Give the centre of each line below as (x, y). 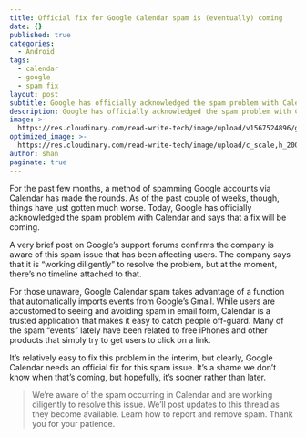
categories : (32, 43)
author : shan (34, 153)
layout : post (34, 94)
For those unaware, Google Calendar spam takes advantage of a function (147, 291)
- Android (36, 52)
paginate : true (38, 162)
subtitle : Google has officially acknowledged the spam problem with (144, 103)
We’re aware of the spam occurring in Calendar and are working (152, 394)
